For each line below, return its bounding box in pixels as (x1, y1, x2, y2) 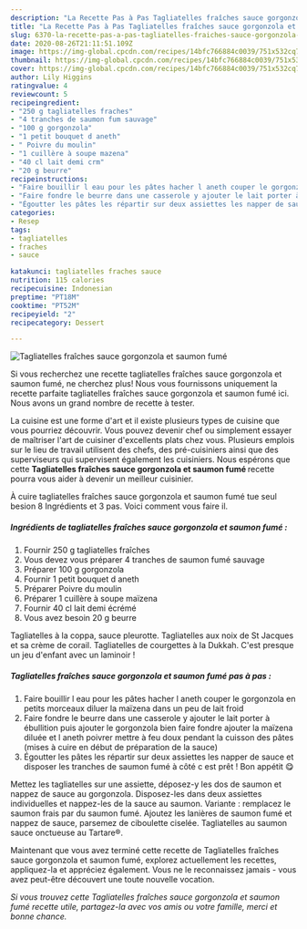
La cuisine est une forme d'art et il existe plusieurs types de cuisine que (10, 416, 281, 427)
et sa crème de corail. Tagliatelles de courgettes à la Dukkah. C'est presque (10, 640, 294, 651)
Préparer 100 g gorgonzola (23, 564, 125, 575)
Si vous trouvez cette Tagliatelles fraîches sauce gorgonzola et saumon (10, 892, 281, 903)
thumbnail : (10, 56, 52, 65)
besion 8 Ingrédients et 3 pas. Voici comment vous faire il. (10, 501, 229, 511)
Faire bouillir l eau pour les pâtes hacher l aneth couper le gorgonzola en (23, 694, 296, 705)
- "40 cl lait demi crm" (10, 157, 105, 167)
